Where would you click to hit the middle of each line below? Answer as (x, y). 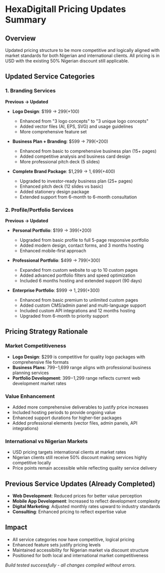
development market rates (39, 383)
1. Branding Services (31, 91)
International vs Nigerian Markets (46, 441)
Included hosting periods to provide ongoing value (64, 412)
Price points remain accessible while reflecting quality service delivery (84, 468)
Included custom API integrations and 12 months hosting (78, 310)
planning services (31, 373)
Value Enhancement (30, 396)
